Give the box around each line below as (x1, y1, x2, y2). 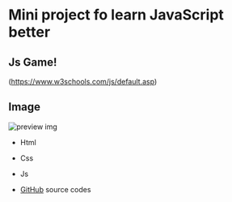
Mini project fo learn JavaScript (8, 6, 225, 24)
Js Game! (8, 55, 57, 69)
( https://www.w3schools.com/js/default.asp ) (8, 77, 158, 86)
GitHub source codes (19, 184, 91, 194)
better (8, 23, 51, 41)
